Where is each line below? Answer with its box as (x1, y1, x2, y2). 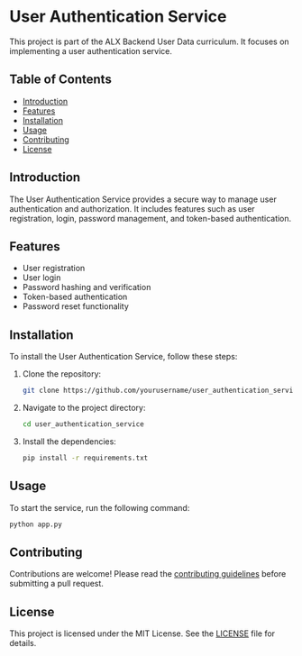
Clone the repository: (22, 369, 102, 379)
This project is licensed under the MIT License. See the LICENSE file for (9, 628, 276, 639)
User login (22, 272, 61, 283)
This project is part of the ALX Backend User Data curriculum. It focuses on (9, 36, 290, 47)
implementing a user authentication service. (9, 45, 173, 56)
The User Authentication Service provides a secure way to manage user (9, 194, 277, 205)
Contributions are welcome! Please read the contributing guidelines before (9, 569, 287, 579)
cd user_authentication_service (22, 420, 144, 429)
